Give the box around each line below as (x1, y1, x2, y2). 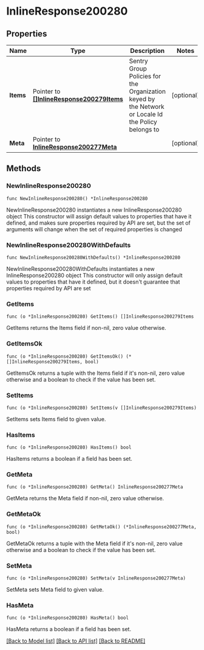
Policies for (129, 72, 161, 80)
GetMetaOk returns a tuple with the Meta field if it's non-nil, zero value (6, 540, 183, 547)
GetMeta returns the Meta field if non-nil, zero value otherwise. (6, 495, 165, 502)
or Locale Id (129, 110, 163, 118)
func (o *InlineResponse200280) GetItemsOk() (6, 353, 123, 360)
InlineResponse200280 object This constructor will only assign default (6, 271, 183, 279)
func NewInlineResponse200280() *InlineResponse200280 (6, 195, 148, 201)
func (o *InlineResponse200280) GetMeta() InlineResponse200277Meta (6, 484, 183, 491)
